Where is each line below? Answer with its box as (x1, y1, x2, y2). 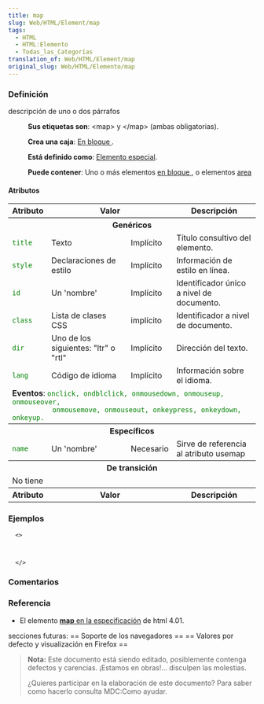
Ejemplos (8, 513, 45, 524)
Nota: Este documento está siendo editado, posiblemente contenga (27, 654, 247, 664)
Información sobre (176, 365, 244, 376)
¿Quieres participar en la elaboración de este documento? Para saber (27, 678, 253, 687)
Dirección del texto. (176, 343, 248, 354)
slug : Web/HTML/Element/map (8, 19, 101, 27)
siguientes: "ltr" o (50, 343, 115, 354)
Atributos (8, 186, 40, 195)
